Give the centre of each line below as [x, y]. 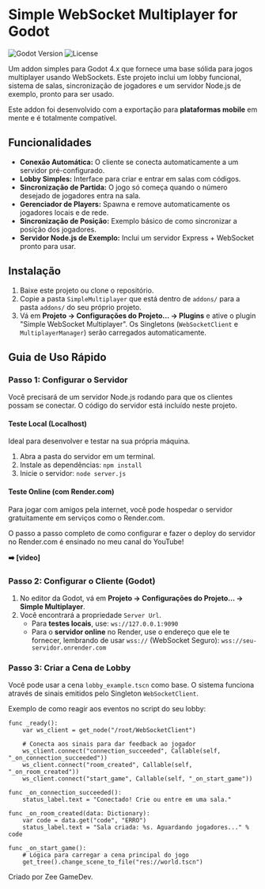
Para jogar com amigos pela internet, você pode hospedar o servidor [121, 509]
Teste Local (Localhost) [47, 423]
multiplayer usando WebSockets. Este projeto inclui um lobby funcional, [125, 77]
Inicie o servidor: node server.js [73, 473]
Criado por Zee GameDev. [51, 877]
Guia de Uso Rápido [57, 357]
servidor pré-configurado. [62, 170]
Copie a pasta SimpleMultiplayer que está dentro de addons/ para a [130, 298]
